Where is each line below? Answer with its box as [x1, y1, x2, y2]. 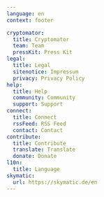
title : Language [13, 166, 60, 173]
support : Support [13, 101, 64, 108]
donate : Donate [13, 153, 57, 160]
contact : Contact [13, 126, 64, 133]
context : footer [6, 17, 54, 24]
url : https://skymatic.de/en [13, 179, 98, 186]
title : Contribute [13, 140, 67, 147]
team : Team [13, 43, 45, 50]
